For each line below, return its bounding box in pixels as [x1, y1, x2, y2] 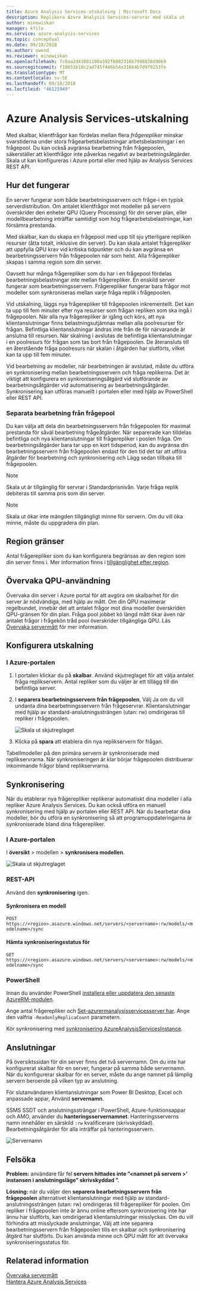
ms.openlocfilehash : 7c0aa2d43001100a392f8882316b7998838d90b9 [6, 58, 167, 64]
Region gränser [6, 536, 64, 546]
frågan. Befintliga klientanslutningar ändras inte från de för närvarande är [6, 326, 186, 333]
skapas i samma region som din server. [6, 258, 102, 265]
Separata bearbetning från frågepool [6, 409, 115, 417]
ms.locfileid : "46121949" [6, 86, 70, 92]
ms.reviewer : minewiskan [6, 53, 68, 59]
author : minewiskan [6, 20, 55, 26]
